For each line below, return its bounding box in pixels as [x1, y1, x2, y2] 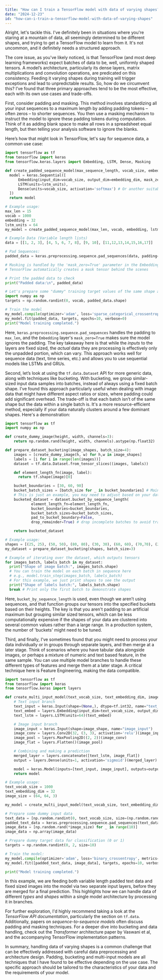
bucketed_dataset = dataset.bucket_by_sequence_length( [14, 497, 130, 502]
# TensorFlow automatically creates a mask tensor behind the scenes [5, 267, 149, 272]
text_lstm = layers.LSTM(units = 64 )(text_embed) [14, 713, 112, 718]
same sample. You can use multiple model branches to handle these [5, 657, 142, 663]
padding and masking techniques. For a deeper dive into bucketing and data [5, 924, 158, 930]
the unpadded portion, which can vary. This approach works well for [5, 350, 142, 356]
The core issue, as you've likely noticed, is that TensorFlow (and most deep [5, 55, 156, 61]
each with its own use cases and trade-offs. [5, 91, 93, 97]
